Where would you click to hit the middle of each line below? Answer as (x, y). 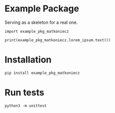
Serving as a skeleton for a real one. (41, 22)
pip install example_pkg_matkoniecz (42, 73)
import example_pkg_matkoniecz (37, 31)
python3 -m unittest (26, 106)
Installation (28, 60)
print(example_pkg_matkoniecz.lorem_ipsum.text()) (58, 40)
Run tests (24, 93)
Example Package (42, 9)
